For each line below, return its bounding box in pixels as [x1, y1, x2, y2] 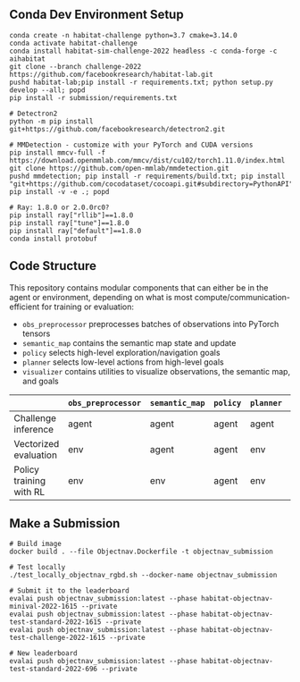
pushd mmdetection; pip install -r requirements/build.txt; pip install [9, 172, 286, 181]
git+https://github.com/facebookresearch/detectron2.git [9, 124, 226, 133]
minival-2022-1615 [9, 602, 78, 611]
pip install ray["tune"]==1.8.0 [9, 218, 129, 227]
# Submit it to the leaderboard [9, 586, 129, 595]
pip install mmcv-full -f [9, 147, 105, 157]
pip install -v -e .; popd [9, 187, 110, 196]
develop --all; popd [9, 85, 87, 95]
